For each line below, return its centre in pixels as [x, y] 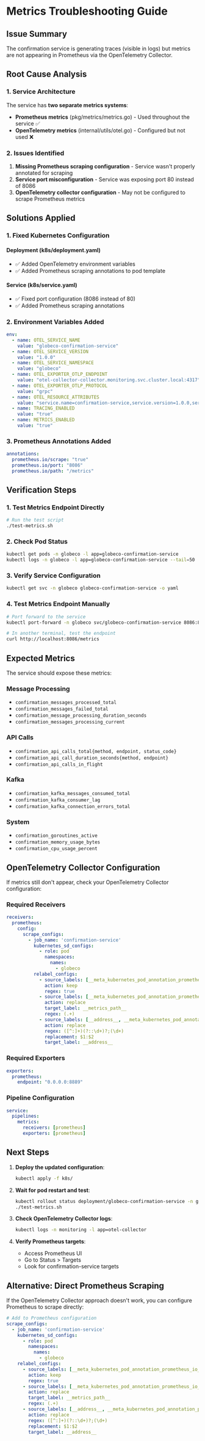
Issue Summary [37, 34]
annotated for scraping [44, 173]
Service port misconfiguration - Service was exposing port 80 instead [104, 179]
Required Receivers [36, 904]
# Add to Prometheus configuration [52, 1318]
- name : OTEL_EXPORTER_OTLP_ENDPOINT [60, 375]
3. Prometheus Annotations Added [59, 441]
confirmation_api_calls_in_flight [59, 764]
